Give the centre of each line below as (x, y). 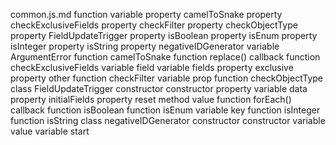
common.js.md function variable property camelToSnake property (146, 14)
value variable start (50, 131)
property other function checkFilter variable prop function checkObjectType (167, 78)
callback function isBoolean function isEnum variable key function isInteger (165, 110)
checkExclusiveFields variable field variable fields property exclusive (152, 67)
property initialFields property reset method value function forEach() (151, 99)
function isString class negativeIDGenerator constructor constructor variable (168, 120)
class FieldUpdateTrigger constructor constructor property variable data (159, 88)
